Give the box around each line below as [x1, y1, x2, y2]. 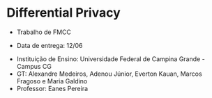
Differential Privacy [6, 5, 121, 21]
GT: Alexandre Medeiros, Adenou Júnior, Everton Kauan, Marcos [16, 70, 203, 78]
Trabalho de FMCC [16, 28, 71, 36]
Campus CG [16, 62, 52, 70]
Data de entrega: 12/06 [16, 41, 83, 49]
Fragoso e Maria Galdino [16, 76, 88, 85]
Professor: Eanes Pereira [16, 84, 89, 92]
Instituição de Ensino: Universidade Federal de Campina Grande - [16, 54, 205, 63]
